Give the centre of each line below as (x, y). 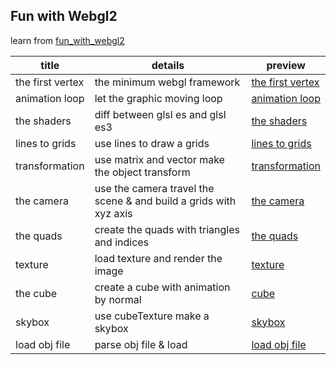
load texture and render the (158, 258)
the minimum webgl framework (167, 82)
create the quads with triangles (167, 229)
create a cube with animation (162, 287)
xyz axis (113, 213)
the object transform (142, 172)
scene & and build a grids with (165, 201)
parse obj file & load (141, 344)
